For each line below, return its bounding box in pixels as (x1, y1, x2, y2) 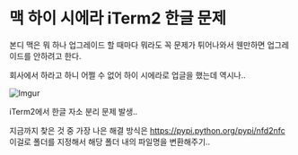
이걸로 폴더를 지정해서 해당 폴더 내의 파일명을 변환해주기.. (9, 136, 211, 147)
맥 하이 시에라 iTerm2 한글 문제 (9, 8, 227, 29)
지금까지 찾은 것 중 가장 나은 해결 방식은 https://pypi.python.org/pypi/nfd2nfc (9, 125, 285, 135)
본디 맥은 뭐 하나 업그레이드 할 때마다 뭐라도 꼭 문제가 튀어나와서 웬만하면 (9, 39, 266, 50)
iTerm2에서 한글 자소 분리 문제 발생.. (9, 106, 138, 116)
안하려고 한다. (32, 50, 82, 61)
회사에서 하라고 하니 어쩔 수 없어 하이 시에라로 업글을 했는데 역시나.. (9, 69, 246, 81)
